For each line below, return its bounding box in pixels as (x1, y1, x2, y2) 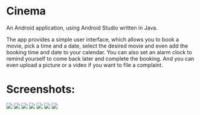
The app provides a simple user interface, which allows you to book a (6, 36, 179, 43)
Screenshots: (6, 82, 76, 96)
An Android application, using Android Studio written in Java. (6, 24, 158, 31)
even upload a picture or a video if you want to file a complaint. (6, 61, 163, 69)
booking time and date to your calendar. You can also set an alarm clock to (6, 48, 192, 55)
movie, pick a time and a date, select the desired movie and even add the (6, 42, 189, 49)
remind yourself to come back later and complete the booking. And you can (6, 55, 195, 62)
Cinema (6, 4, 47, 18)
